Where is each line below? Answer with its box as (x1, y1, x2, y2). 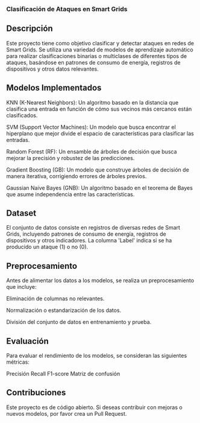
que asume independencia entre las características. (6, 190, 135, 198)
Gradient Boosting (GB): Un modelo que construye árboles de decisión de (6, 166, 190, 173)
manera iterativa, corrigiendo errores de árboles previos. (6, 172, 147, 179)
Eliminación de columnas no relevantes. (6, 295, 105, 302)
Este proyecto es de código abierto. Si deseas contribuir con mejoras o (6, 404, 183, 411)
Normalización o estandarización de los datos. (6, 307, 122, 314)
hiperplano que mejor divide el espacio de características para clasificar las (6, 129, 194, 137)
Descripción (6, 24, 53, 34)
